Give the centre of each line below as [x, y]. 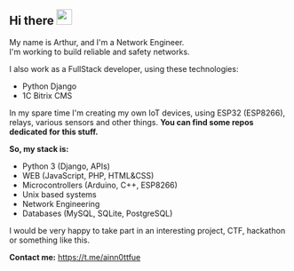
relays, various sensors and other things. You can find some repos [131, 122]
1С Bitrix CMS [47, 95]
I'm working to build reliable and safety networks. [99, 52]
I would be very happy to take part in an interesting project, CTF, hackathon [147, 230]
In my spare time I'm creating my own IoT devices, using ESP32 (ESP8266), [147, 113]
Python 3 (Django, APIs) [66, 166]
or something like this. [50, 240]
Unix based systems [59, 194]
